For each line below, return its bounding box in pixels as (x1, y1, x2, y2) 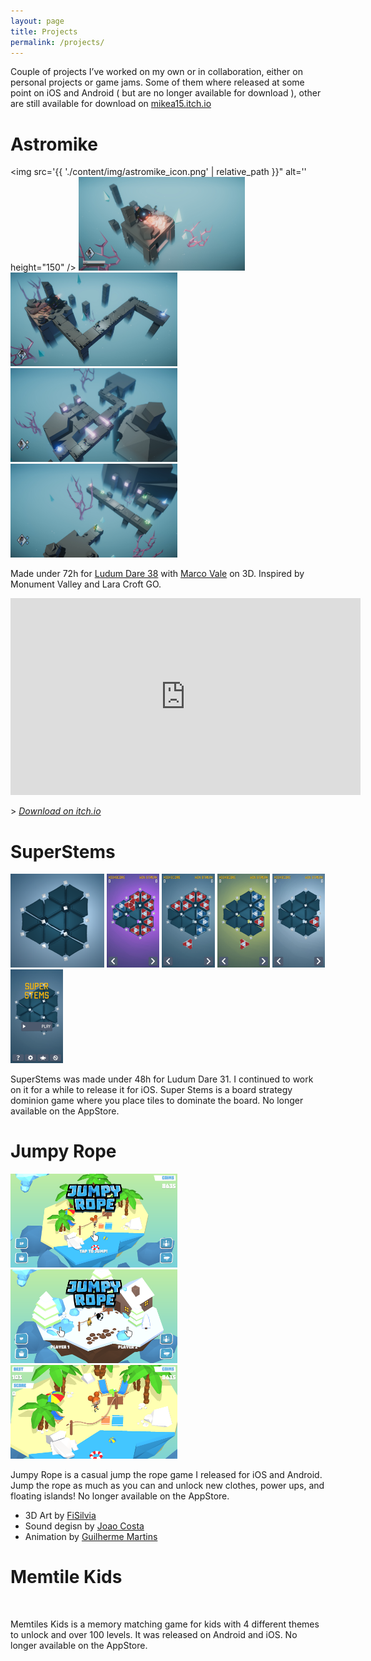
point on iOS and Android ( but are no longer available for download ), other (10, 87, 322, 99)
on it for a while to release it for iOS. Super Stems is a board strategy (10, 1084, 293, 1096)
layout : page (10, 16, 65, 26)
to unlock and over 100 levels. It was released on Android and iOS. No (10, 1629, 298, 1641)
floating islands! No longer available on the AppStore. (10, 1490, 230, 1502)
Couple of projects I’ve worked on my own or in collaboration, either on (10, 66, 303, 78)
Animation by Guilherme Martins (24, 1531, 158, 1543)
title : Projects (10, 26, 78, 37)
